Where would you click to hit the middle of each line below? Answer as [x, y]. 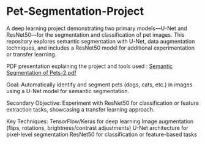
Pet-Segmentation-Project [75, 11]
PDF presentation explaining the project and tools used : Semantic [90, 66]
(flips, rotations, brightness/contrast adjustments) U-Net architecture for [97, 127]
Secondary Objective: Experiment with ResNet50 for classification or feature [102, 103]
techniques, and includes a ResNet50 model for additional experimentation [100, 48]
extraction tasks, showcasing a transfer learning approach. [80, 109]
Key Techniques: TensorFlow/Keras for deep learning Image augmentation [100, 121]
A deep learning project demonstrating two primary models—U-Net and [97, 28]
